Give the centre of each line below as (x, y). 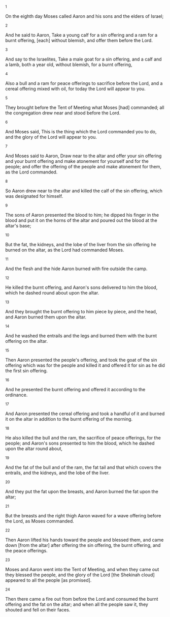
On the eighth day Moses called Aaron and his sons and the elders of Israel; (84, 16)
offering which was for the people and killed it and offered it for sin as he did (85, 365)
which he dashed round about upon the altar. (52, 293)
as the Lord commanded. (31, 172)
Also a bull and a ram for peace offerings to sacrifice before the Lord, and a (84, 83)
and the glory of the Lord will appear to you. (51, 137)
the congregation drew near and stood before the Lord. (63, 113)
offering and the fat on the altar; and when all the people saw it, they (77, 604)
